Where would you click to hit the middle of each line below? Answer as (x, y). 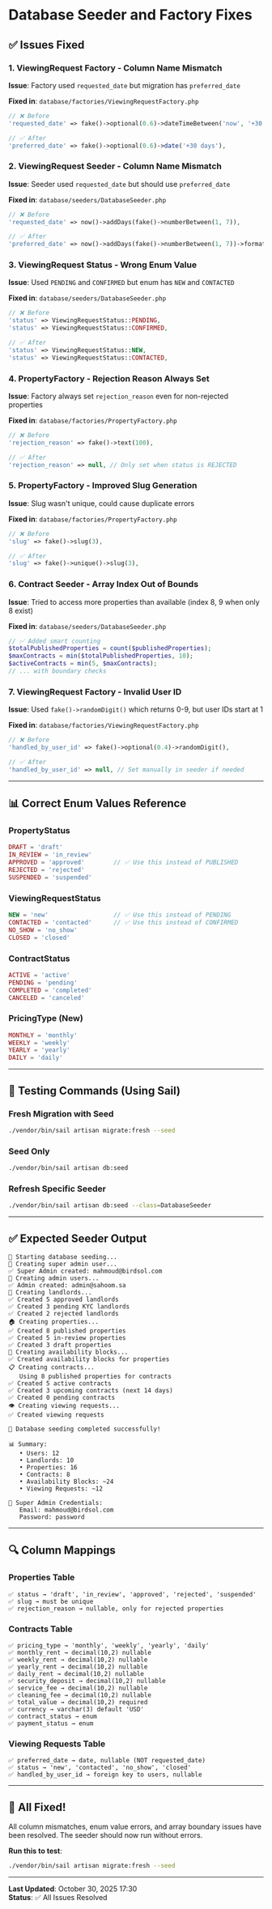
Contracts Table (40, 1629)
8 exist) (21, 610)
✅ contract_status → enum (53, 1716)
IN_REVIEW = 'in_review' (50, 855)
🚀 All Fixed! (37, 1807)
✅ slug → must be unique (51, 1601)
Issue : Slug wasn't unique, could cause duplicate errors (102, 503)
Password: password (52, 1517)
